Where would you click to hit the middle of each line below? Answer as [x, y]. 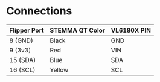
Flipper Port [27, 30]
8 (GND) [21, 40]
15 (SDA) [23, 60]
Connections [39, 11]
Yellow [59, 69]
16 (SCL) [22, 69]
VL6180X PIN [131, 30]
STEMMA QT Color [78, 30]
